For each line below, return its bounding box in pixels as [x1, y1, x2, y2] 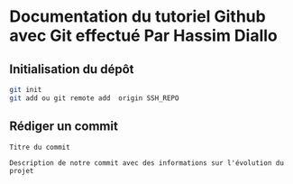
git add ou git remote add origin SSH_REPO [9, 93, 179, 103]
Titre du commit [9, 143, 70, 152]
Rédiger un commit [9, 119, 119, 134]
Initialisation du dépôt [9, 61, 134, 77]
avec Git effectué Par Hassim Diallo [9, 25, 278, 46]
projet [9, 166, 34, 175]
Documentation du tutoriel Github [9, 6, 266, 27]
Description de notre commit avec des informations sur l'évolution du [9, 158, 284, 168]
